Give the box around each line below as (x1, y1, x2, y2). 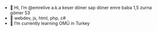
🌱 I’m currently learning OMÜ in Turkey (9, 20, 90, 26)
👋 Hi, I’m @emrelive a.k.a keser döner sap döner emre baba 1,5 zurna (9, 5, 152, 10)
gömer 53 (9, 10, 30, 16)
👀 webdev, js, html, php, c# (9, 15, 66, 21)
